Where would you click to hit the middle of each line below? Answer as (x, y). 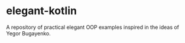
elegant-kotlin (41, 11)
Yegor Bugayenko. (29, 33)
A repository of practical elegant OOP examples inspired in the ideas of (92, 27)
